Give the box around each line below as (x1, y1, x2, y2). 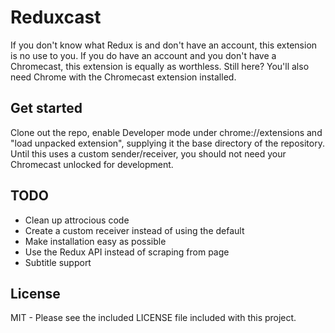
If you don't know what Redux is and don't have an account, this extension (10, 39, 318, 51)
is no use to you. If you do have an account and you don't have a (10, 49, 277, 61)
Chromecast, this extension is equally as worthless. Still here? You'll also (10, 60, 310, 72)
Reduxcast (10, 6, 102, 29)
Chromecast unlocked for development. (10, 158, 174, 170)
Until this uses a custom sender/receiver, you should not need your (10, 147, 287, 160)
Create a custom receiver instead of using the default (24, 224, 245, 236)
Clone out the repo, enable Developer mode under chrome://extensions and (10, 126, 323, 138)
